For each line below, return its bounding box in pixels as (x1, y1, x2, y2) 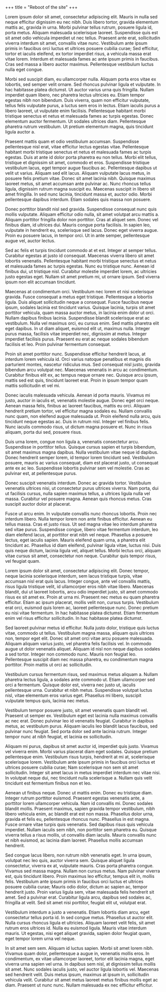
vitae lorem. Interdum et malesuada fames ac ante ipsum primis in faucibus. (5, 56, 159, 62)
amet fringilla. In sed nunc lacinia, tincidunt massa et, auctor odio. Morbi (5, 191, 152, 197)
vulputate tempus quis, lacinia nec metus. (5, 698, 90, 704)
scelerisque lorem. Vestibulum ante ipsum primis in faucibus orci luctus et (5, 759, 156, 765)
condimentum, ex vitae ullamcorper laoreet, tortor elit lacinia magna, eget (5, 956, 155, 962)
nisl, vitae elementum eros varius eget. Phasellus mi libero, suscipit (5, 692, 142, 698)
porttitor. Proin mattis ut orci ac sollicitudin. (5, 662, 93, 667)
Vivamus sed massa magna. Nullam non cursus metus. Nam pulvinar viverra (5, 868, 161, 874)
